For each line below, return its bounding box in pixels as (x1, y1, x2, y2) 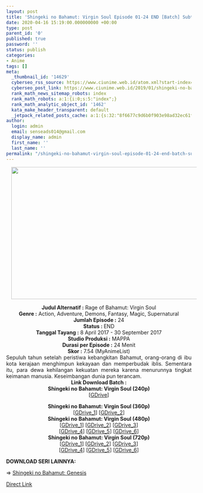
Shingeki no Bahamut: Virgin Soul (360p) (48, 403, 150, 410)
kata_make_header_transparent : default (11, 107, 109, 113)
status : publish (6, 47, 46, 53)
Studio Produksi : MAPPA (67, 336, 131, 343)
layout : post (6, 8, 38, 15)
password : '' (6, 42, 38, 48)
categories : (6, 52, 35, 58)
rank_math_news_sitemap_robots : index (11, 90, 107, 96)
